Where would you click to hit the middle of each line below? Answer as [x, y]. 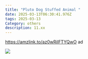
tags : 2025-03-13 [23, 19]
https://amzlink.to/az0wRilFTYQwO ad [44, 42]
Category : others [23, 23]
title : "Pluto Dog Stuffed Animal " [43, 10]
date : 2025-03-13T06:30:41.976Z [38, 14]
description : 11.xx [25, 28]
